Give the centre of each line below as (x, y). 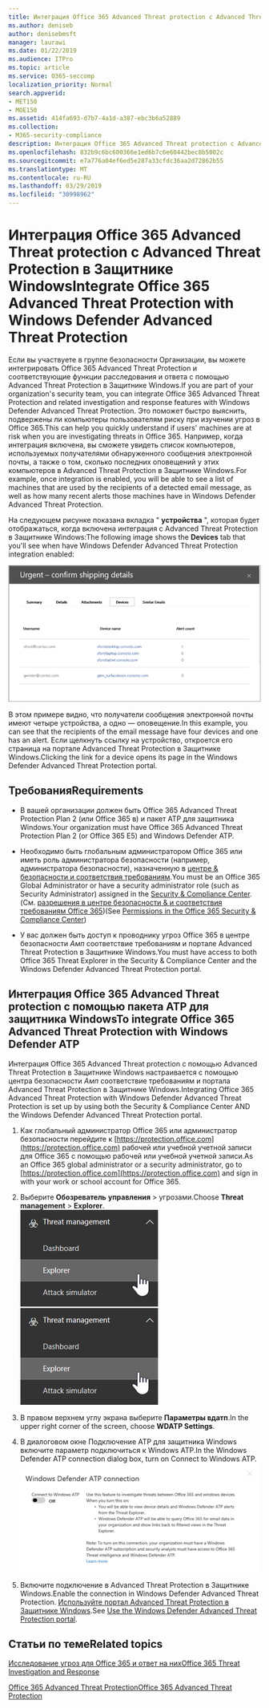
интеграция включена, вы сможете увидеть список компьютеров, (122, 444)
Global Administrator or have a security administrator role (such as (129, 885)
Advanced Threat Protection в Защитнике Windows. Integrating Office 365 (131, 1089)
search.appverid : (37, 93)
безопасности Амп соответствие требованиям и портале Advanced (136, 943)
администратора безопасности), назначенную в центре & (119, 868)
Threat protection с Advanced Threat (134, 252)
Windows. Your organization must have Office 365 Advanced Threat (131, 827)
